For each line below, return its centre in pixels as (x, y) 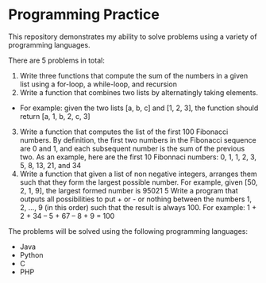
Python (31, 254)
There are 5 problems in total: (56, 60)
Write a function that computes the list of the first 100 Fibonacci (124, 132)
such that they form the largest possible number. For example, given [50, (139, 182)
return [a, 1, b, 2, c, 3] (55, 116)
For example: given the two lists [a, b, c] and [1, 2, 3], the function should (139, 108)
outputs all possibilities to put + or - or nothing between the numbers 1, (136, 199)
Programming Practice (84, 15)
